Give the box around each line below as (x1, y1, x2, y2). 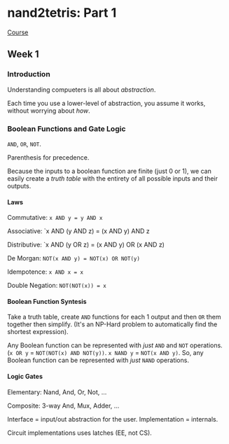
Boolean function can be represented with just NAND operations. (7, 356, 189, 365)
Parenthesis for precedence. (7, 153, 90, 162)
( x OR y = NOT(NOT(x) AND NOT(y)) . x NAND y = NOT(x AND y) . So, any (7, 349, 204, 357)
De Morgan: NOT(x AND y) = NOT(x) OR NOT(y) (7, 254, 140, 263)
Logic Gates (7, 372, 43, 380)
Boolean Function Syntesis (7, 297, 87, 305)
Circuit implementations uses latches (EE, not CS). (7, 429, 152, 437)
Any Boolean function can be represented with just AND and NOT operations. (7, 341, 223, 349)
